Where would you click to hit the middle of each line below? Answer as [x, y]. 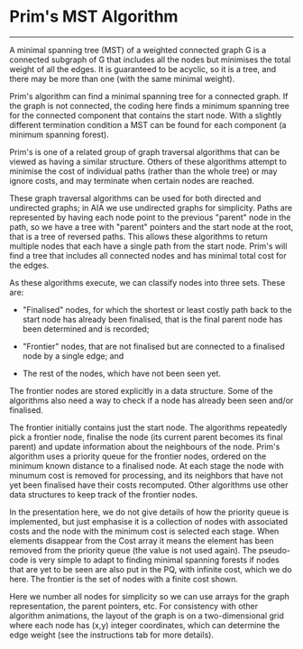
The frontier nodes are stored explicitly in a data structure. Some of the [141, 390]
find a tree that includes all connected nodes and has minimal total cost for [148, 255]
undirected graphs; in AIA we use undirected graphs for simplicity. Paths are [151, 207]
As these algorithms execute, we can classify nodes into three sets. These [147, 282]
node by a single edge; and [73, 356]
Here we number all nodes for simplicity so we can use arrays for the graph [150, 596]
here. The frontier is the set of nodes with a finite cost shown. [124, 579]
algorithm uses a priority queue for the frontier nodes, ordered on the [138, 456]
